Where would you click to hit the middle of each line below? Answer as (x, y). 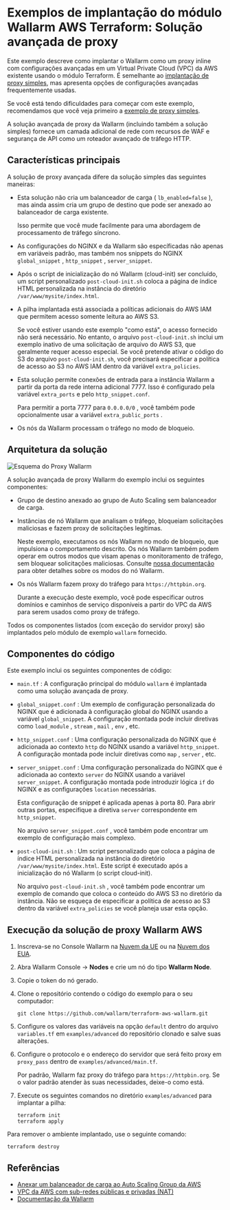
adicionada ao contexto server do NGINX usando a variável (101, 775)
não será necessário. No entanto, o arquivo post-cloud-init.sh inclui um (120, 337)
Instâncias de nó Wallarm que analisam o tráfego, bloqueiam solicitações (120, 521)
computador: (35, 1001)
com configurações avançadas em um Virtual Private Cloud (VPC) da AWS (113, 68)
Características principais (64, 160)
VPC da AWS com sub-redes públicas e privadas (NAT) (95, 1191)
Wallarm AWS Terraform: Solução (105, 27)
